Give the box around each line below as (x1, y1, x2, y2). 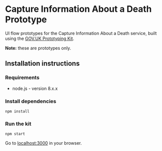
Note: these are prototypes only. (5, 45, 71, 51)
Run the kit (5, 120, 32, 127)
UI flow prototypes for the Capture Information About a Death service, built (5, 30, 157, 36)
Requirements (5, 74, 40, 81)
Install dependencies (5, 98, 57, 105)
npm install (5, 109, 30, 114)
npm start (5, 132, 26, 137)
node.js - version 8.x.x (12, 85, 58, 91)
